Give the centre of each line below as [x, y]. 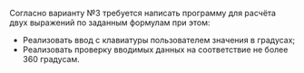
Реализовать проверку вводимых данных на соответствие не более [155, 50]
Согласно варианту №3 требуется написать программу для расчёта [143, 13]
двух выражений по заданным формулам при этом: [110, 23]
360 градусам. [51, 59]
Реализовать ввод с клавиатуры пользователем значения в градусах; [159, 40]
